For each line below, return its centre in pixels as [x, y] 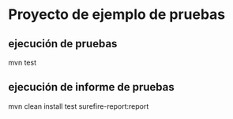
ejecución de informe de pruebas [92, 87]
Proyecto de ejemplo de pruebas [117, 15]
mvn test [23, 62]
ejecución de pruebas [63, 44]
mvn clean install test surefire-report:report [79, 106]
